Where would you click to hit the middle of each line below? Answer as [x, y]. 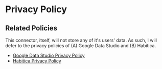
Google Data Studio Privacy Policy [49, 55]
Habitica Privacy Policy [37, 61]
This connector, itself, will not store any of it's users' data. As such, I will [81, 40]
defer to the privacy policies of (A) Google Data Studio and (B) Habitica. [81, 46]
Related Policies [31, 28]
